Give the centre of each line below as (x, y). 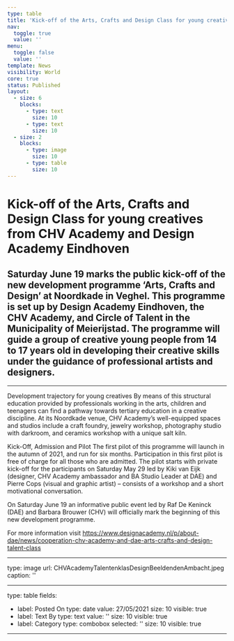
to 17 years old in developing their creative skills (114, 351)
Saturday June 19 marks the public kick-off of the (116, 274)
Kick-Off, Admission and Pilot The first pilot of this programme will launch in (116, 446)
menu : (15, 46)
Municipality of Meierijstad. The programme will (114, 329)
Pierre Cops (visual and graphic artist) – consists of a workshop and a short (116, 483)
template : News (29, 66)
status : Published (34, 85)
